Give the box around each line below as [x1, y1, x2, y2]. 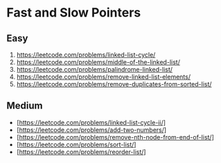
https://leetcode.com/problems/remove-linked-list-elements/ [16, 73, 191, 81]
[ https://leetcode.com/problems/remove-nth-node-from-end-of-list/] [16, 133, 214, 141]
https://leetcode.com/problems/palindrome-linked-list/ [16, 66, 173, 73]
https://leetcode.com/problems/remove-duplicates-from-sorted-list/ [16, 80, 212, 88]
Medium [6, 100, 43, 112]
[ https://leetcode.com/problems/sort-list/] [16, 140, 136, 148]
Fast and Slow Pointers [6, 5, 141, 21]
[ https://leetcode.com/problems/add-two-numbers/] [16, 126, 167, 134]
